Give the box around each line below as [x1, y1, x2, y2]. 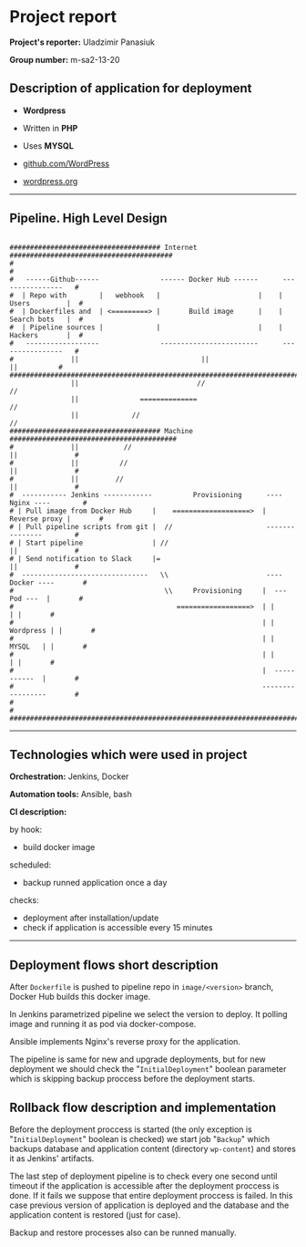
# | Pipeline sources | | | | [9, 322, 283, 332]
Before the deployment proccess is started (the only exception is [9, 1124, 252, 1135]
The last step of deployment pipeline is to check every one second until [9, 1170, 278, 1181]
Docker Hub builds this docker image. [9, 992, 151, 1003]
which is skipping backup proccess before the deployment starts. [9, 1074, 255, 1085]
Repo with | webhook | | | [29, 290, 283, 300]
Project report [9, 6, 117, 27]
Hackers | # [9, 330, 84, 339]
